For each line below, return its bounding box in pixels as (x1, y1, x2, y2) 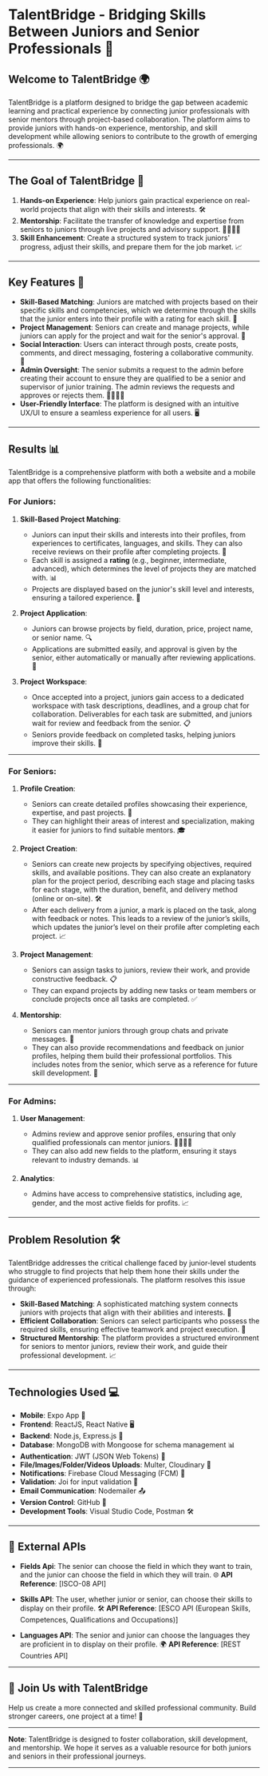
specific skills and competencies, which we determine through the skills (19, 305, 257, 315)
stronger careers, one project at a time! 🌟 (8, 1711, 144, 1721)
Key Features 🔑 (8, 276, 85, 289)
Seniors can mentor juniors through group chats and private (31, 1026, 229, 1036)
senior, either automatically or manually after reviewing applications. (31, 653, 256, 662)
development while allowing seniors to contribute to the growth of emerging (8, 132, 258, 141)
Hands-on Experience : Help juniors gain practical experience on (19, 195, 233, 205)
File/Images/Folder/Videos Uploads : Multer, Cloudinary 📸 (19, 1459, 211, 1469)
